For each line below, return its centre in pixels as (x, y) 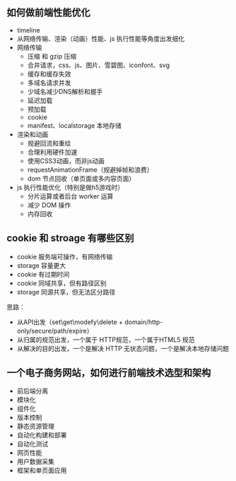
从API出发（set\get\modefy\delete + (70, 322)
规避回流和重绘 (49, 143)
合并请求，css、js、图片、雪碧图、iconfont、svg (99, 65)
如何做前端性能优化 (48, 13)
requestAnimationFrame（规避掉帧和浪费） (90, 170)
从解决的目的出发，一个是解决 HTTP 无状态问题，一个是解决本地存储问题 (123, 348)
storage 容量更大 (41, 265)
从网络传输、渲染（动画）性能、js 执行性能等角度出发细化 (101, 38)
